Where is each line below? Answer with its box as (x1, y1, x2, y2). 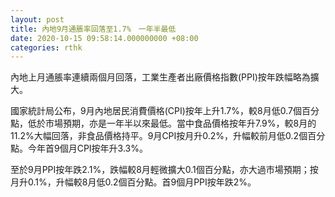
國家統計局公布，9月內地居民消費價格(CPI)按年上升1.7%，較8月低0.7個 (10, 105, 302, 117)
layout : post (10, 14, 65, 25)
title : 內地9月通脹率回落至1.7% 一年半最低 (10, 24, 177, 34)
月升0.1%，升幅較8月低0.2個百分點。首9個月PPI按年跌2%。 (10, 176, 257, 188)
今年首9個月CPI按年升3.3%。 (27, 142, 148, 155)
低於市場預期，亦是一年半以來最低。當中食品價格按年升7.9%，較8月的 (27, 117, 317, 130)
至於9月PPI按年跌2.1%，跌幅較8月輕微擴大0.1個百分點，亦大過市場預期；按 (10, 164, 319, 176)
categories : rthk (10, 42, 83, 53)
